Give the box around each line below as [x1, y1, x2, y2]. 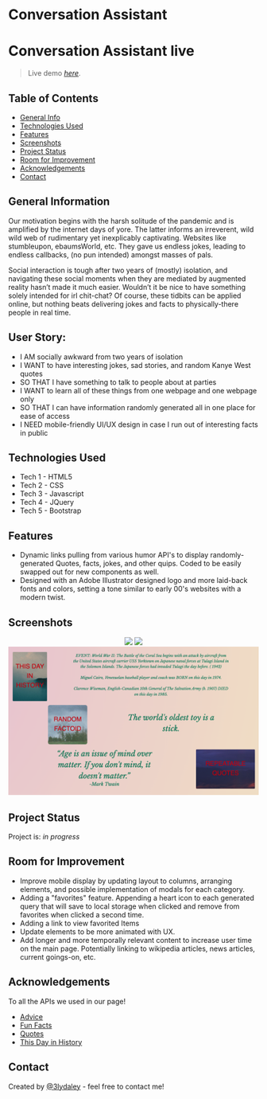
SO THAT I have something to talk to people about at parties [19, 377, 217, 387]
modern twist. [19, 593, 66, 602]
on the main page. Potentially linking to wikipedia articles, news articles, [19, 944, 256, 953]
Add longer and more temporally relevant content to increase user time [19, 935, 253, 945]
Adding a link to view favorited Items [19, 918, 140, 928]
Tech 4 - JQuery [19, 498, 74, 507]
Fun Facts [19, 1020, 52, 1030]
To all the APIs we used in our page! [8, 996, 126, 1006]
